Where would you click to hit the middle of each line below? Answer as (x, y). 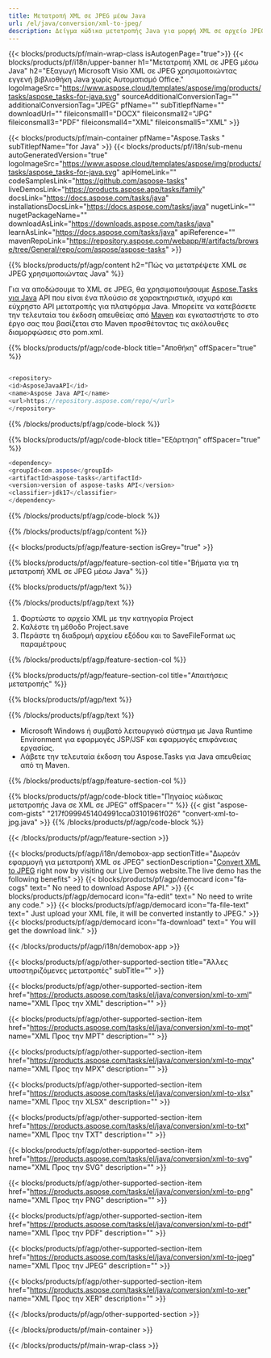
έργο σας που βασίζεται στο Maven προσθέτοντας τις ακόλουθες (119, 324)
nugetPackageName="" (48, 216)
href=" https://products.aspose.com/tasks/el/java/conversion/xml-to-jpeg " (132, 1257)
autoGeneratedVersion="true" (58, 155)
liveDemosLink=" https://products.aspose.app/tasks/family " (107, 190)
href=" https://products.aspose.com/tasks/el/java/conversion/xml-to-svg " (130, 1159)
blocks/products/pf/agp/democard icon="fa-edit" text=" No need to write (131, 896)
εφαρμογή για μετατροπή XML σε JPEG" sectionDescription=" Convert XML (134, 862)
